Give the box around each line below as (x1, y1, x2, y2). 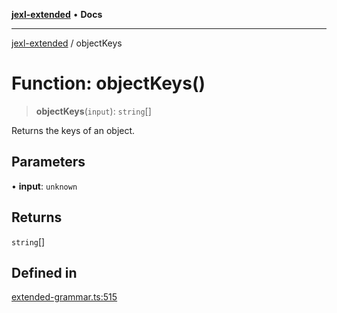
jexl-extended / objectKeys (11, 37, 123, 49)
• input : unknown (11, 180, 78, 192)
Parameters (11, 154, 86, 171)
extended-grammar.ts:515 (11, 291, 118, 303)
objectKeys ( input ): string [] (35, 105, 152, 117)
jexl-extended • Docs (11, 9, 103, 20)
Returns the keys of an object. (11, 124, 136, 136)
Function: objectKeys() (11, 72, 206, 95)
